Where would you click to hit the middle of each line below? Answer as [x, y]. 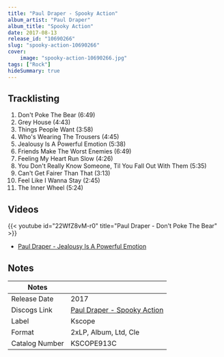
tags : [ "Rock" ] [29, 64]
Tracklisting [34, 98]
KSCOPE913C [94, 343]
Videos [23, 209]
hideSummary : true [34, 71]
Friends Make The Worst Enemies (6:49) [74, 151]
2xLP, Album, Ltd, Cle [105, 332]
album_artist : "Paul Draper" [49, 20]
